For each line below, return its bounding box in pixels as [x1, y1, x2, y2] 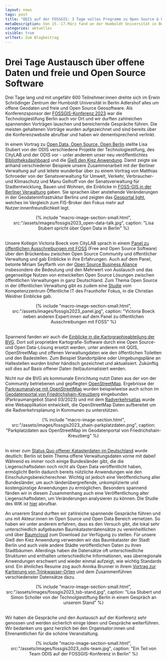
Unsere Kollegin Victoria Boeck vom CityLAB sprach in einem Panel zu [5, 240, 149, 246]
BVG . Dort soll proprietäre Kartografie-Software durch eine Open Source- [5, 339, 156, 345]
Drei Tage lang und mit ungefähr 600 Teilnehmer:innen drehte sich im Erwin [5, 94, 161, 100]
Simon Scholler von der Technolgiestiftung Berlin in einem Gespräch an [10, 594, 157, 600]
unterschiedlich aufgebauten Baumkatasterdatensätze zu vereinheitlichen [5, 526, 156, 532]
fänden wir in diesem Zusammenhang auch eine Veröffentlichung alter [5, 490, 149, 496]
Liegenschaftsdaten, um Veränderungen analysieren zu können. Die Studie [5, 495, 159, 501]
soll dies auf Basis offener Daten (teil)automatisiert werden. [5, 365, 127, 371]
